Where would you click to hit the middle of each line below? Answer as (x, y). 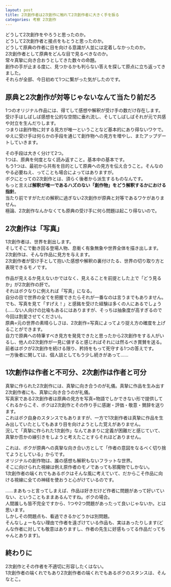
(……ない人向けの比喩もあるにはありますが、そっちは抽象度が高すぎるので (84, 310)
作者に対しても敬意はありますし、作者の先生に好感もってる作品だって (88, 529)
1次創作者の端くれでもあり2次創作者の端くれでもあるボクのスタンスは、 (81, 573)
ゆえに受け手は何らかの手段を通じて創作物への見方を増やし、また (75, 136)
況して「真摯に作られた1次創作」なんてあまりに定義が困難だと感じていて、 (84, 431)
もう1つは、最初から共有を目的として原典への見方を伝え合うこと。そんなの (84, 166)
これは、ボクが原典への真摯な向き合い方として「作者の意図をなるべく (79, 447)
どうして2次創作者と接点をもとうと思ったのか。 (56, 41)
